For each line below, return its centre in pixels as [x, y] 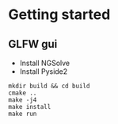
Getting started [59, 15]
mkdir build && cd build [49, 86]
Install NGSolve [45, 63]
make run [23, 114]
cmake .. [23, 93]
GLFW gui [33, 44]
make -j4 [23, 100]
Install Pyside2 [44, 72]
